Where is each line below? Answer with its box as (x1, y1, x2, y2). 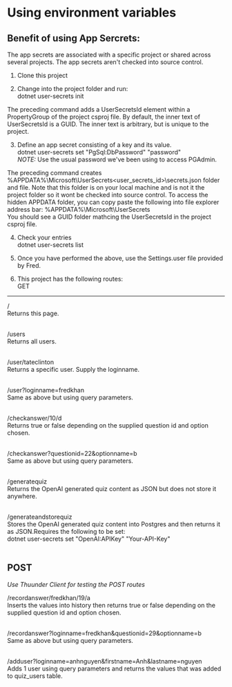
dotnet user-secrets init (17, 92, 84, 100)
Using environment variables (7, 5, 177, 21)
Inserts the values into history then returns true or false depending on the (7, 601, 216, 609)
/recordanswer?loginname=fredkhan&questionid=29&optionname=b (7, 629, 202, 637)
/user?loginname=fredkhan (7, 386, 85, 394)
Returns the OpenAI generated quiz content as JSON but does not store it (7, 485, 217, 492)
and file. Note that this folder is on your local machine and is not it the (7, 183, 205, 191)
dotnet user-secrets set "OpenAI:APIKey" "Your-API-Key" (7, 535, 171, 543)
